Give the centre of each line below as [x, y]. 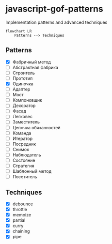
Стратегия [23, 166]
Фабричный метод [32, 62]
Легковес [23, 117]
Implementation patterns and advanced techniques [56, 22]
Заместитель [26, 122]
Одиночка [23, 84]
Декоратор [24, 106]
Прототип [23, 78]
